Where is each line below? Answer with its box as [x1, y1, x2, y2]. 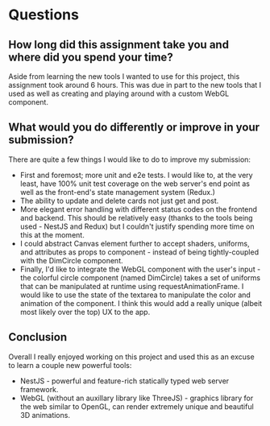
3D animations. [19, 410, 71, 420]
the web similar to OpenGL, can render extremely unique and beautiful [19, 401, 254, 412]
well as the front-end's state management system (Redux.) [19, 187, 216, 196]
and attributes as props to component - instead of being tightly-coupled [19, 247, 260, 257]
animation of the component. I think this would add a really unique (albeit [19, 298, 263, 308]
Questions [8, 6, 79, 24]
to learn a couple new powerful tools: [8, 360, 132, 370]
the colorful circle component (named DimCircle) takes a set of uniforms [19, 272, 260, 283]
